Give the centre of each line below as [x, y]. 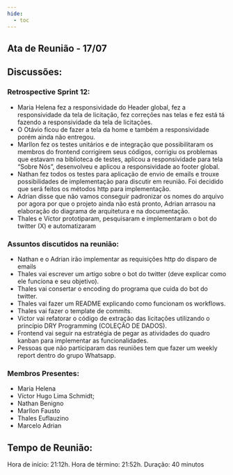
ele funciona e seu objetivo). [58, 281]
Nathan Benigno [40, 404]
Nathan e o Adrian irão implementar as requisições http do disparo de [117, 259]
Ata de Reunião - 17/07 [57, 48]
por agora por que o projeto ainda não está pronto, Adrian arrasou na [116, 204]
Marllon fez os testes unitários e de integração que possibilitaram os [115, 144]
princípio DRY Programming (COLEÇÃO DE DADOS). [92, 326]
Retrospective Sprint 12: [49, 92]
